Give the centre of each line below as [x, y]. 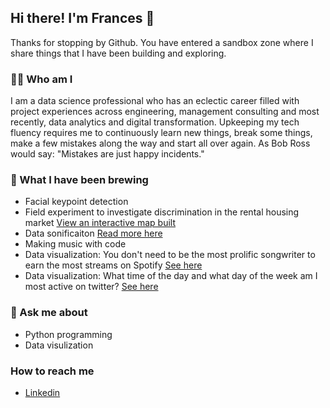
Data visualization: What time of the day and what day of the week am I [171, 276]
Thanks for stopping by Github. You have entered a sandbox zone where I [162, 42]
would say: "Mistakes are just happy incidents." [107, 154]
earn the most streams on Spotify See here [113, 265]
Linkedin [42, 392]
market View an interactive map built [100, 223]
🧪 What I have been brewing [79, 180]
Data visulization [59, 345]
